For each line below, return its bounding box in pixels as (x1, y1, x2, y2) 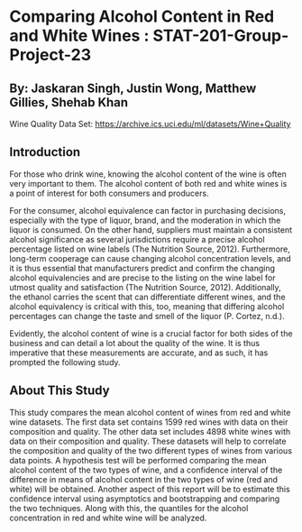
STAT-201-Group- (152, 25, 289, 46)
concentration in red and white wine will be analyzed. (9, 512, 207, 523)
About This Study (9, 383, 110, 399)
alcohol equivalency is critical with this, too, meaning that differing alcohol (9, 300, 285, 312)
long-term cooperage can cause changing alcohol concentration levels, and (9, 252, 291, 263)
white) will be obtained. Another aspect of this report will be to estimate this (9, 483, 290, 494)
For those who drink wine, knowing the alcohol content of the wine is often (9, 169, 287, 179)
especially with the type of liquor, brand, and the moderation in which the (9, 215, 281, 225)
